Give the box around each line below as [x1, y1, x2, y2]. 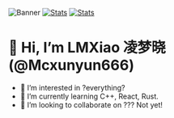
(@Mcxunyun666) [8, 57, 135, 74]
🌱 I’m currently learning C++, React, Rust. [19, 91, 159, 101]
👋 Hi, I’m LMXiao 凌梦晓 [8, 39, 166, 57]
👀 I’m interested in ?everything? [19, 82, 125, 92]
